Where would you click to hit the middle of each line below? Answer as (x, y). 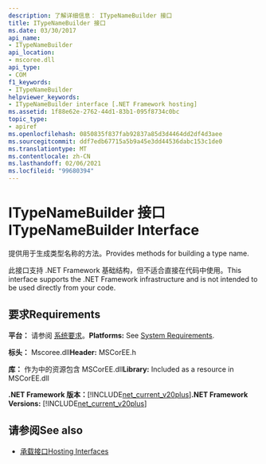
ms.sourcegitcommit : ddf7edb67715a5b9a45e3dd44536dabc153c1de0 (115, 141)
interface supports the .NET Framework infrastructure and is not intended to (133, 279)
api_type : (25, 68)
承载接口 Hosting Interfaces (64, 451)
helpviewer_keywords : (44, 97)
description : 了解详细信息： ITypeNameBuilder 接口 (90, 16)
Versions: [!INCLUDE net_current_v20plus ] (78, 404)
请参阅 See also (46, 431)
